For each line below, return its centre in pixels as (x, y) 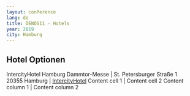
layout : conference (31, 12)
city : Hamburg (25, 35)
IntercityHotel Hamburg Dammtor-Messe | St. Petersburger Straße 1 (92, 74)
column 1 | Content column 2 (43, 87)
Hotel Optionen (36, 60)
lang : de (17, 18)
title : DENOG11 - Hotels (38, 23)
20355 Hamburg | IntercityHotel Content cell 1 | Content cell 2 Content (95, 81)
